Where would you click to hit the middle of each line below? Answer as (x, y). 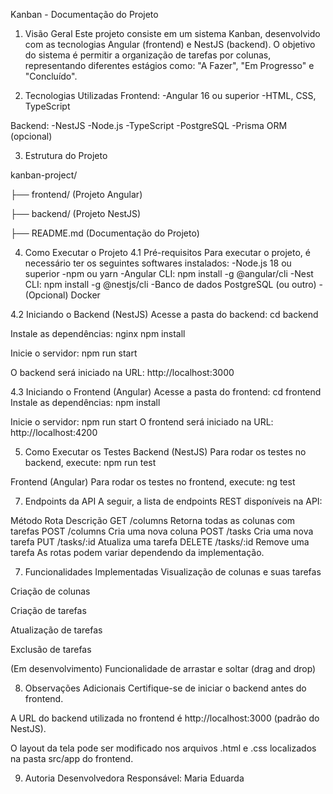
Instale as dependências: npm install (85, 402)
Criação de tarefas (48, 610)
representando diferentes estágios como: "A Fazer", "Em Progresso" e (169, 65)
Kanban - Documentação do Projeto (84, 14)
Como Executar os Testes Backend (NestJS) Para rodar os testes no (165, 452)
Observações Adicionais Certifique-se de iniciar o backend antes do (165, 688)
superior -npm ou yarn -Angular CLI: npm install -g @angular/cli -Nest (169, 273)
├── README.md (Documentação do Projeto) (105, 233)
